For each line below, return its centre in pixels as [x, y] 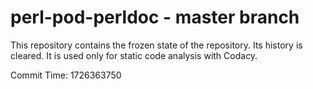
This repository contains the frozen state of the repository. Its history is [156, 45]
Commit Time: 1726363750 [66, 75]
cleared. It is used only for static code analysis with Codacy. [134, 55]
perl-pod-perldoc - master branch [155, 17]
